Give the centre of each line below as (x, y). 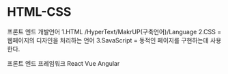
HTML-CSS (39, 12)
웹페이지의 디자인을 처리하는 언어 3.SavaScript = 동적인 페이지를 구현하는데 (108, 40)
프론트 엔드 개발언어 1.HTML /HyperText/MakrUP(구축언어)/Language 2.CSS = (114, 32)
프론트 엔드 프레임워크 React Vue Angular (63, 63)
